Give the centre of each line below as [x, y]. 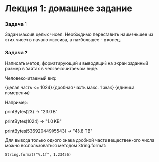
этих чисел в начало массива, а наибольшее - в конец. [63, 40]
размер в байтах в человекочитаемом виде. [52, 68]
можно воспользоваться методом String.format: [56, 145]
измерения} [18, 93]
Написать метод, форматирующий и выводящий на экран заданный [77, 63]
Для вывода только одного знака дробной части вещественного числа [80, 140]
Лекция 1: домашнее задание [69, 9]
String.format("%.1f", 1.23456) [38, 154]
